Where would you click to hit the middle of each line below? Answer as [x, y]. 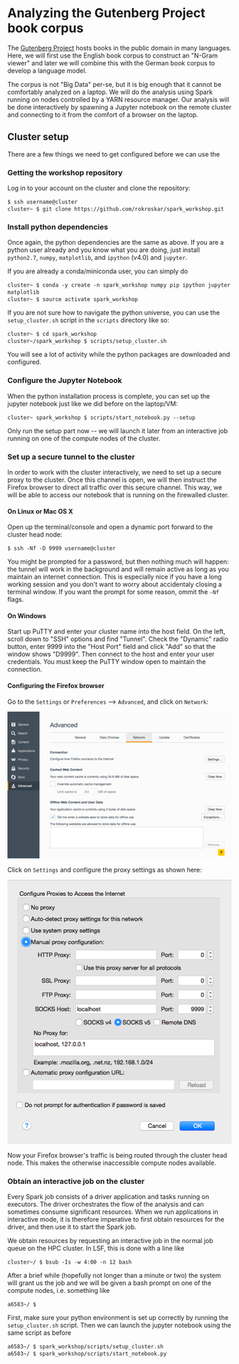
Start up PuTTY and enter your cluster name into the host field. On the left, [116, 632]
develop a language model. [47, 70]
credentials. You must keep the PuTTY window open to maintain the [107, 662]
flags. [16, 600]
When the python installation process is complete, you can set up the [109, 396]
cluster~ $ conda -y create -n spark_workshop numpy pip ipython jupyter [119, 285]
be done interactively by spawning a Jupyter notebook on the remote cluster [119, 107]
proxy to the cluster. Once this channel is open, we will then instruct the [112, 480]
